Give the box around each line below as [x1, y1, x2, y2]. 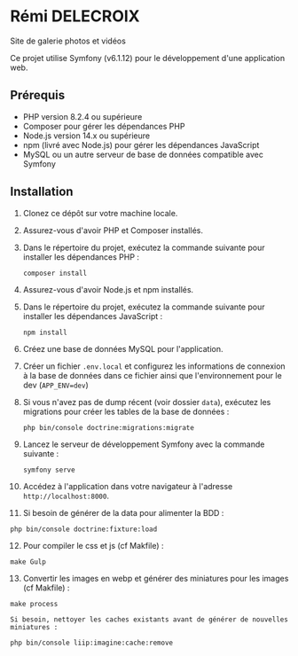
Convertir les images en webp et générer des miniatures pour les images [22, 573, 289, 583]
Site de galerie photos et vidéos [10, 35, 127, 46]
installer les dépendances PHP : [22, 251, 140, 262]
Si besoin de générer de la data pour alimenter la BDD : [22, 507, 224, 518]
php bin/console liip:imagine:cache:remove [10, 638, 174, 647]
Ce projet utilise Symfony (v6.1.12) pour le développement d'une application [10, 52, 286, 63]
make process [10, 599, 59, 608]
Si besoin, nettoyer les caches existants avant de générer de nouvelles [10, 614, 289, 624]
